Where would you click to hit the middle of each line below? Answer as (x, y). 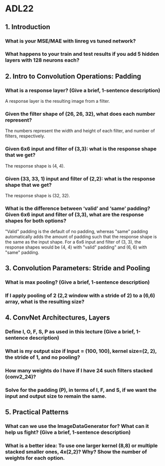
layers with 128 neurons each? (42, 60)
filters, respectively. (25, 136)
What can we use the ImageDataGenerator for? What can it (77, 426)
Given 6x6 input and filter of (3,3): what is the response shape (81, 149)
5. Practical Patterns (37, 412)
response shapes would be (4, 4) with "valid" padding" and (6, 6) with (76, 247)
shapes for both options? (36, 220)
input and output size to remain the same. (56, 396)
